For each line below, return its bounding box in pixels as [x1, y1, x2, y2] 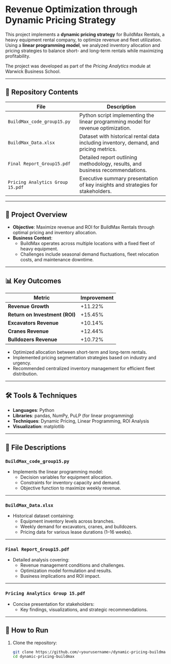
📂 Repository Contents [5, 88, 79, 96]
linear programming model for [79, 118, 151, 125]
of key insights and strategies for [79, 181, 158, 188]
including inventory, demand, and [79, 139, 159, 146]
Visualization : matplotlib [12, 424, 65, 430]
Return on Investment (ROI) [8, 311, 76, 318]
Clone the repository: [12, 640, 58, 646]
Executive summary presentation [79, 175, 158, 182]
